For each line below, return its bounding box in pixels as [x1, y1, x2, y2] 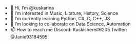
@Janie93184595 [10, 34, 48, 40]
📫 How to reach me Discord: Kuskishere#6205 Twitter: [10, 27, 127, 32]
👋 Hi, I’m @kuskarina [10, 5, 54, 11]
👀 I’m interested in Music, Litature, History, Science [10, 10, 119, 16]
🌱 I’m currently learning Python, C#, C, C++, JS [10, 16, 110, 21]
